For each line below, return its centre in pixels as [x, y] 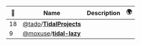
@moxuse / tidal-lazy [52, 33]
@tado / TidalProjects [52, 24]
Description [104, 13]
